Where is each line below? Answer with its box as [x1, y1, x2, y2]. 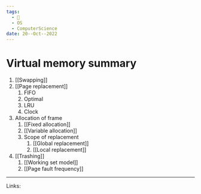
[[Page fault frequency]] [23, 165, 84, 173]
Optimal [23, 96, 44, 103]
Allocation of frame [14, 115, 63, 122]
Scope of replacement [23, 134, 79, 141]
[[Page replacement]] [14, 83, 68, 90]
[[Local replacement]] [32, 146, 87, 153]
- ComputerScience [11, 25, 58, 32]
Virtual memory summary [6, 57, 137, 70]
